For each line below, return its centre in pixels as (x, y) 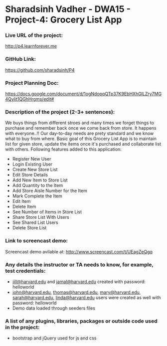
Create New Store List (35, 170)
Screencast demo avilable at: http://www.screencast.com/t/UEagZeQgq (79, 252)
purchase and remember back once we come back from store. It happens (81, 128)
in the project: (22, 327)
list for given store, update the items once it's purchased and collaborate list (83, 144)
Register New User (32, 159)
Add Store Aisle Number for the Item (50, 191)
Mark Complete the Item (37, 196)
